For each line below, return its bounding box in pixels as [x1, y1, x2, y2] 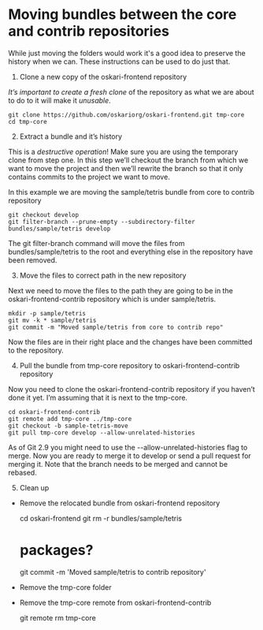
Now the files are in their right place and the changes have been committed [8, 337, 253, 346]
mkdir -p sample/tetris [8, 309, 87, 317]
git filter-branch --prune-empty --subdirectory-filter [8, 218, 195, 226]
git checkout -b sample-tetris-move [8, 422, 128, 430]
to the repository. [8, 345, 65, 355]
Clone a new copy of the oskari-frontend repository [19, 72, 187, 81]
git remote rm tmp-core [19, 613, 96, 622]
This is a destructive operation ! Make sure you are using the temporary [8, 147, 239, 156]
